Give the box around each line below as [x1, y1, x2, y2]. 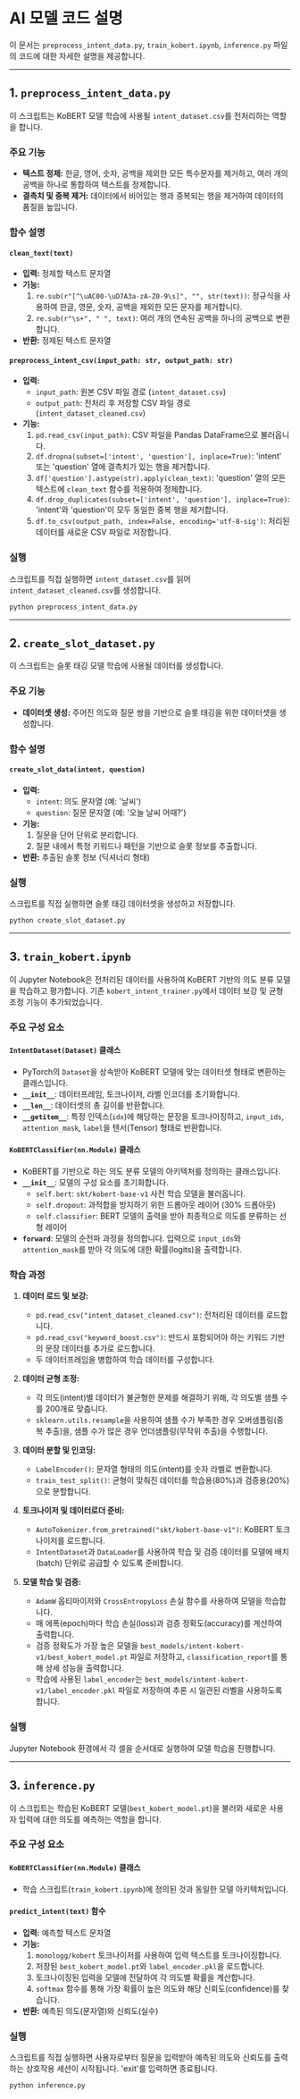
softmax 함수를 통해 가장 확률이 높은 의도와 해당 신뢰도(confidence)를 [35, 1983, 280, 1994]
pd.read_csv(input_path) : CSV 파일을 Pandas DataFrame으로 [35, 430, 259, 441]
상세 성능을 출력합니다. [45, 1663, 125, 1673]
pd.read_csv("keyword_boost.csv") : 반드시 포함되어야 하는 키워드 [35, 1332, 269, 1343]
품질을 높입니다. [21, 202, 78, 213]
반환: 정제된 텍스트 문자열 [21, 335, 112, 346]
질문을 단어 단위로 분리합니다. [35, 829, 138, 840]
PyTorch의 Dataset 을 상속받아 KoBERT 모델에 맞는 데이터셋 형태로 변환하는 [21, 1066, 287, 1077]
